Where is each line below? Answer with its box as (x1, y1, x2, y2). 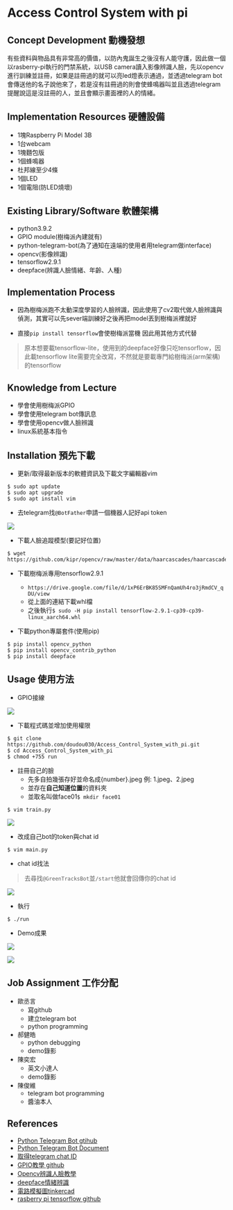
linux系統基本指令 (17, 427, 68, 436)
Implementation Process (7, 286, 116, 298)
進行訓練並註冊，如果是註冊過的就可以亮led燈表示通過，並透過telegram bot (7, 72, 223, 79)
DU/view (27, 591, 50, 598)
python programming (27, 1022, 88, 1030)
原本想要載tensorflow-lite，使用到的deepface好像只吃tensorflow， (24, 344, 215, 352)
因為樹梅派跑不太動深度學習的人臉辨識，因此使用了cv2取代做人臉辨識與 (17, 306, 223, 314)
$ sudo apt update (7, 483, 60, 491)
